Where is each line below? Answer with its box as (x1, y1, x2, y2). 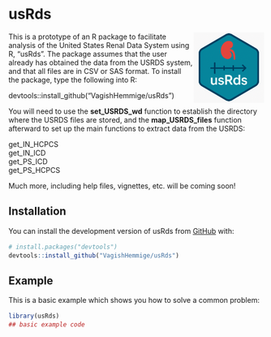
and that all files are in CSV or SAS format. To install (8, 66, 182, 76)
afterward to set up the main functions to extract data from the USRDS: (8, 123, 246, 133)
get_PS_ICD (8, 156, 49, 166)
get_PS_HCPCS (8, 165, 61, 175)
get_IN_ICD (8, 148, 46, 158)
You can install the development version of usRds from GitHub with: (8, 226, 234, 235)
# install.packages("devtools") (8, 243, 118, 251)
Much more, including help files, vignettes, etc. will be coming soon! (8, 180, 236, 191)
